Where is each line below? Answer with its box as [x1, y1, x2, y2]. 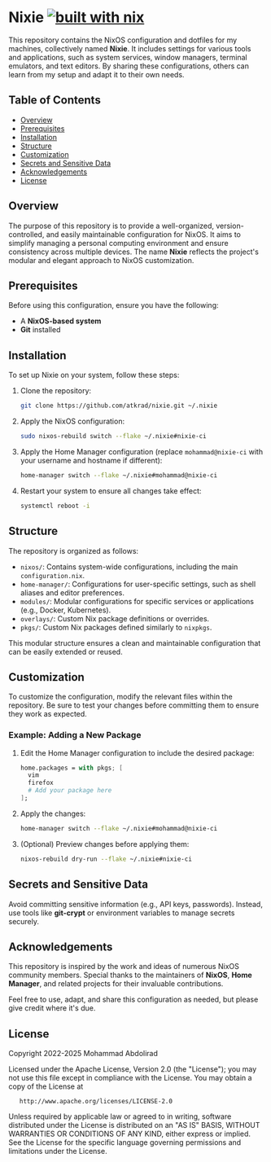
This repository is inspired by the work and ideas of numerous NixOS [8, 962, 240, 971]
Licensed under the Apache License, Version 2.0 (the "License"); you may [8, 1064, 257, 1074]
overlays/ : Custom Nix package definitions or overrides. [20, 613, 210, 623]
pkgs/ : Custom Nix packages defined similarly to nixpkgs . [20, 622, 212, 632]
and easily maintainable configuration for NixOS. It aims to [46, 229, 242, 239]
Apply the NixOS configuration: [20, 416, 125, 427]
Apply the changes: [20, 809, 86, 818]
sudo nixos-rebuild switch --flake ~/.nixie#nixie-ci [20, 432, 207, 441]
